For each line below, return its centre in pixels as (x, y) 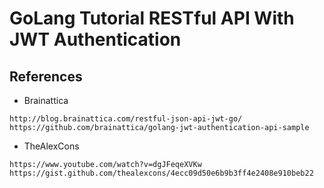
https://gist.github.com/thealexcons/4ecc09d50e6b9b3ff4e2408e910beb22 (161, 173)
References (46, 76)
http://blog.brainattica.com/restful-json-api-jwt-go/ (126, 119)
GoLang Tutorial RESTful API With (152, 18)
